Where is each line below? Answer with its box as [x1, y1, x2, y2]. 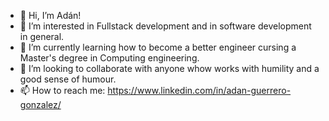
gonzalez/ [19, 99, 62, 110]
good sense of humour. [19, 73, 117, 85]
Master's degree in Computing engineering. [19, 52, 200, 64]
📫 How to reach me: [19, 85, 106, 96]
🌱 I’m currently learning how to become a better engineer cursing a [19, 41, 297, 53]
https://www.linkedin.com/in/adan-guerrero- [107, 85, 292, 96]
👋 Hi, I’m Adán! [19, 10, 82, 21]
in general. [19, 31, 65, 42]
